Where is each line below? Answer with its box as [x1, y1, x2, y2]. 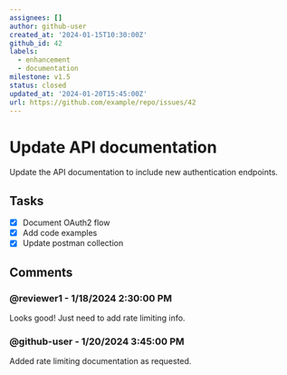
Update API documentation [9, 137, 217, 157]
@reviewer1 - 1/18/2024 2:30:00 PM [9, 291, 173, 304]
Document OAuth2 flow [22, 217, 110, 228]
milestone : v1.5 [9, 73, 71, 82]
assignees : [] [9, 13, 63, 23]
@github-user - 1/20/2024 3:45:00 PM [9, 335, 185, 348]
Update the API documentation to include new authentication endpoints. [9, 167, 279, 178]
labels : [9, 47, 39, 56]
